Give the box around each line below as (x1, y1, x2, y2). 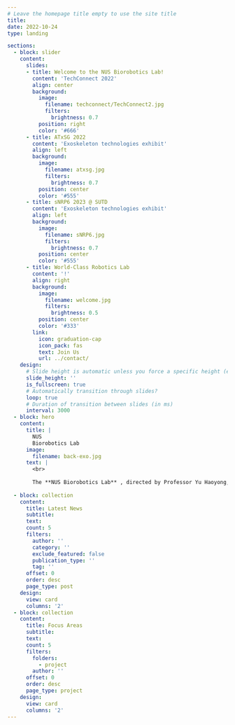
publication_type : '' (32, 557, 96, 564)
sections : (7, 43, 36, 50)
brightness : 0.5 (51, 310, 99, 317)
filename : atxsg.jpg (44, 166, 105, 173)
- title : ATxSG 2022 (25, 134, 86, 141)
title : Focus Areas (25, 622, 83, 629)
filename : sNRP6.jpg (44, 231, 105, 238)
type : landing (7, 29, 49, 37)
